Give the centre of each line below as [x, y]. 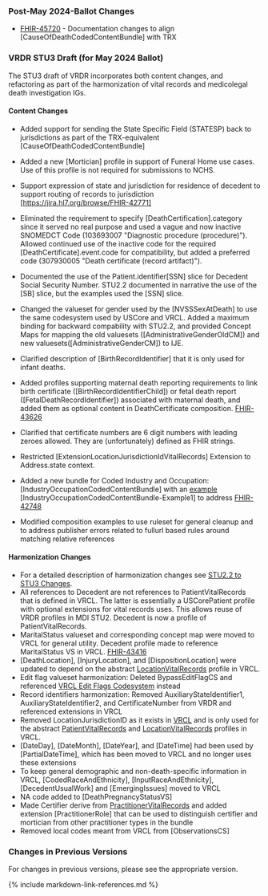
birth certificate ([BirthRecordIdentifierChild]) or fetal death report [128, 391]
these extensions [48, 763]
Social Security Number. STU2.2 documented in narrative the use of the [138, 285]
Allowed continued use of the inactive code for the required [118, 243]
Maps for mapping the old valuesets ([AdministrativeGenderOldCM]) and [140, 334]
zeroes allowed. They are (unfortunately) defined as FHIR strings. [128, 441]
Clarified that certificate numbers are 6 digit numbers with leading [128, 432]
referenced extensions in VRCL [71, 711]
